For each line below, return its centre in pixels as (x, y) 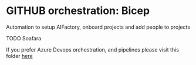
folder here (20, 56)
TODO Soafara (24, 38)
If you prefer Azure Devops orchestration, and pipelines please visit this (92, 49)
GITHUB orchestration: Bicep (78, 11)
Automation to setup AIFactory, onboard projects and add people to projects (98, 27)
